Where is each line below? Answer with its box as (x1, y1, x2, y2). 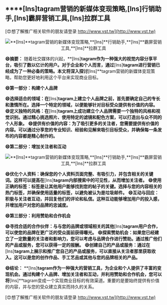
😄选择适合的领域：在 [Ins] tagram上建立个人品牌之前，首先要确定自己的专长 (5, 95, 161, 101)
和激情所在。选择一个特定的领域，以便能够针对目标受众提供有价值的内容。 (5, 102, 158, 108)
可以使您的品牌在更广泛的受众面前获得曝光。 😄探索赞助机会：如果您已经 (5, 229, 155, 235)
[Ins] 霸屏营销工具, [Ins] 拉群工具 (14, 14, 111, 22)
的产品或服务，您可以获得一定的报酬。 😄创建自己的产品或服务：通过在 (5, 242, 151, 248)
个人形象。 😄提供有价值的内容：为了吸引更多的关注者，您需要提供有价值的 (5, 120, 159, 126)
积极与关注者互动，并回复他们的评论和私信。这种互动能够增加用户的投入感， (5, 196, 162, 202)
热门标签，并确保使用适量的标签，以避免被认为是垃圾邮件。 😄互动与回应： (5, 189, 159, 195)
